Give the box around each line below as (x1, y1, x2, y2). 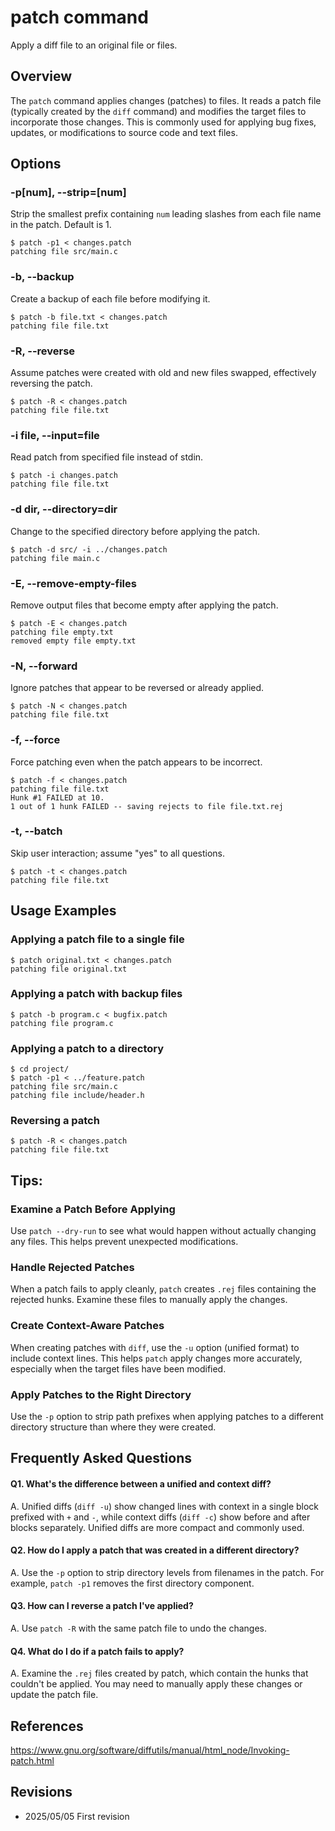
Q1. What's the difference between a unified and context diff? (10, 1477, 272, 1490)
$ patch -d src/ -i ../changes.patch (10, 544, 168, 555)
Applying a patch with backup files (10, 987, 183, 1001)
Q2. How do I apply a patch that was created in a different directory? (10, 1544, 300, 1556)
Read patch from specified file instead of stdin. (10, 451, 204, 463)
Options (10, 156, 62, 173)
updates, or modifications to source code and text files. (10, 126, 238, 138)
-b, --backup (10, 270, 75, 284)
